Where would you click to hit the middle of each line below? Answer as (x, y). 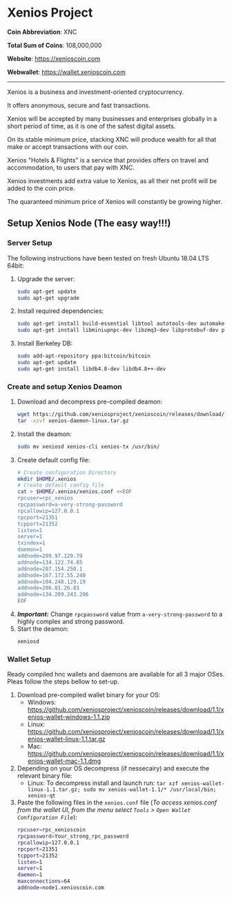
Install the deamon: (45, 434)
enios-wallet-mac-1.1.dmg (64, 761)
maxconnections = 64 (43, 881)
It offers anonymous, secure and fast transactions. (79, 105)
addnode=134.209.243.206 (53, 595)
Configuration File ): (47, 818)
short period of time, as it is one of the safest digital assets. (91, 126)
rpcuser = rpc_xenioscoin (51, 830)
